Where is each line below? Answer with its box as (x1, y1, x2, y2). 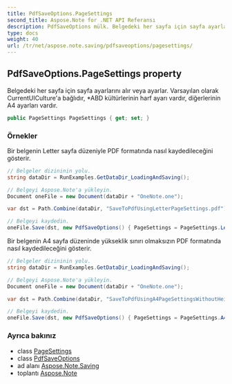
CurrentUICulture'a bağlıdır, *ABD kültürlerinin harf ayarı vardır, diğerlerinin (7, 94, 221, 102)
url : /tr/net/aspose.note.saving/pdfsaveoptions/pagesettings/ (7, 42, 193, 49)
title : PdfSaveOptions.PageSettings (7, 10, 113, 17)
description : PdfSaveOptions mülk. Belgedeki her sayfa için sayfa (7, 23, 206, 30)
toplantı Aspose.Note (17, 369, 77, 377)
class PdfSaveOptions (17, 354, 81, 363)
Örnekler (7, 131, 38, 141)
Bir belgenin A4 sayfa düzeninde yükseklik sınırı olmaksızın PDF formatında (7, 237, 222, 245)
